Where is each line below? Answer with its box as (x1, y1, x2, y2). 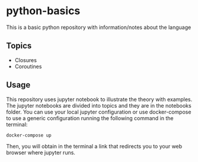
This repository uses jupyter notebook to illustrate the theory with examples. (6, 96, 193, 103)
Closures (14, 56, 37, 63)
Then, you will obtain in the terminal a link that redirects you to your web (6, 143, 183, 150)
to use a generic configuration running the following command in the (6, 114, 174, 122)
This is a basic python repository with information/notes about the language (6, 24, 191, 31)
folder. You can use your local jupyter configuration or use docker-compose (6, 108, 191, 115)
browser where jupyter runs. (6, 149, 76, 156)
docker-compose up (6, 132, 52, 138)
